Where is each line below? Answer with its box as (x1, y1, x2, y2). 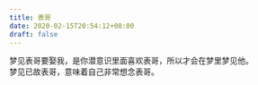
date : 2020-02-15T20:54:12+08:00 (9, 21, 135, 30)
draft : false (9, 30, 58, 38)
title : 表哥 (9, 13, 51, 22)
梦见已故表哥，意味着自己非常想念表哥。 (9, 66, 159, 77)
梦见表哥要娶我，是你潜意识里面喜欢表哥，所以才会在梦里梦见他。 (9, 55, 254, 66)
